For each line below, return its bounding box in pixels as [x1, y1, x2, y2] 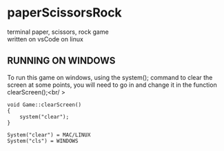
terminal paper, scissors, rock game [7, 28, 109, 36]
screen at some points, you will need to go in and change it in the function [7, 81, 217, 89]
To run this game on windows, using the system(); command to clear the [7, 73, 213, 81]
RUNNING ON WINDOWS [7, 55, 116, 67]
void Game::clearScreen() [7, 101, 81, 108]
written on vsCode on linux [7, 34, 84, 43]
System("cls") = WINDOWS [7, 137, 79, 144]
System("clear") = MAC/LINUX [7, 131, 91, 139]
